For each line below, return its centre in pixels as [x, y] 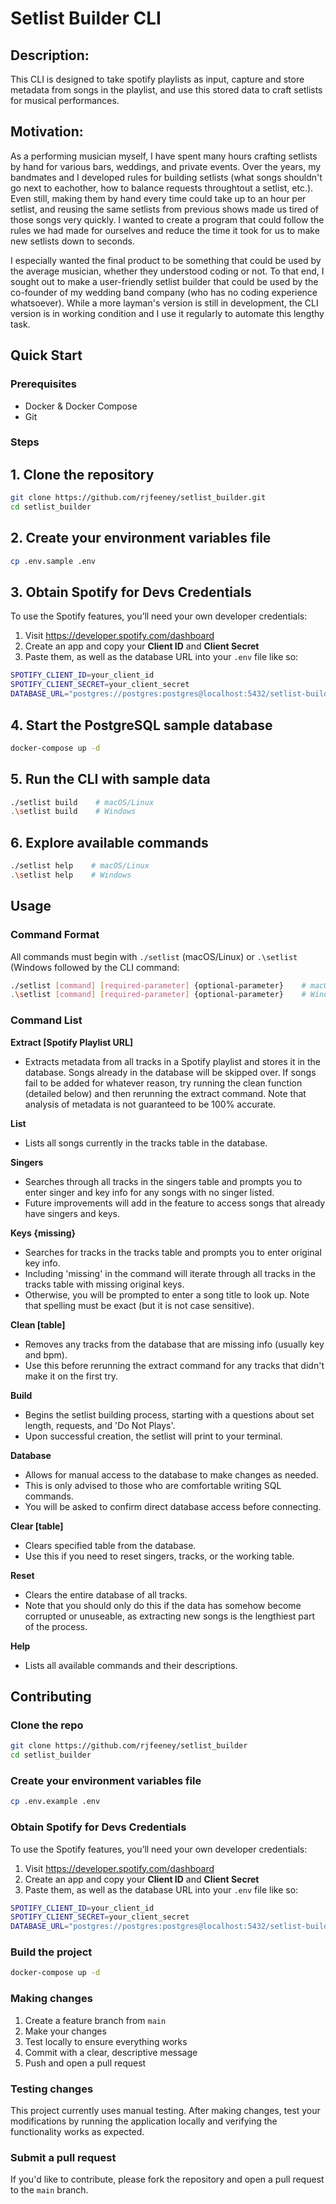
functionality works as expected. [77, 2131]
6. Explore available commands [109, 842]
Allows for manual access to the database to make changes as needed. [171, 1474]
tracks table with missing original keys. [104, 1284]
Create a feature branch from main [95, 2020]
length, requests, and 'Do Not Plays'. [100, 1425]
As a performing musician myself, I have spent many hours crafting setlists [164, 156]
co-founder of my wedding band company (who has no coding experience [164, 292]
